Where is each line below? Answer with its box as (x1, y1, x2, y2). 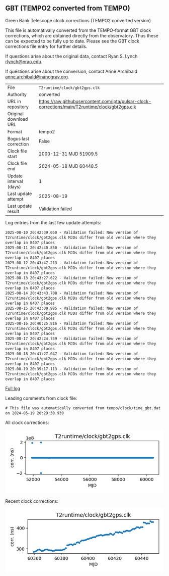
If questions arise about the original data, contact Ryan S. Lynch (5, 53, 138, 59)
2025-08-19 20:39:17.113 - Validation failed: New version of (5, 366, 138, 371)
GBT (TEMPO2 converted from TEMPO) (5, 4, 130, 13)
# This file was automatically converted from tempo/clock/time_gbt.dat (5, 405, 161, 411)
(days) (7, 183, 21, 189)
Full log (5, 385, 21, 391)
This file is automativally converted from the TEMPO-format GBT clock (5, 27, 151, 33)
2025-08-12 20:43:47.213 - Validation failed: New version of (5, 260, 138, 265)
